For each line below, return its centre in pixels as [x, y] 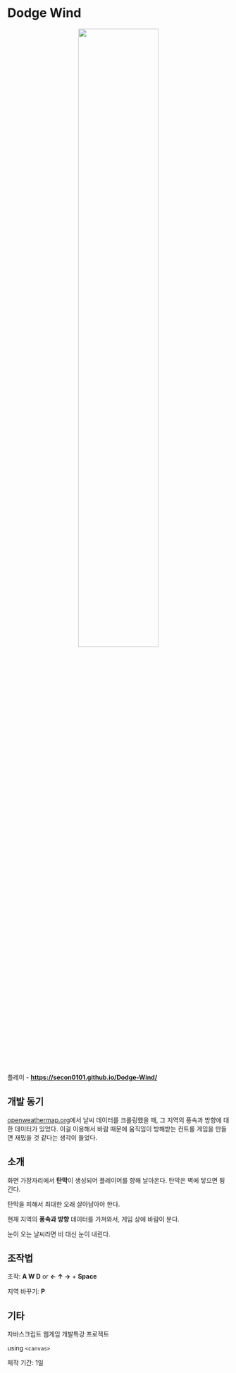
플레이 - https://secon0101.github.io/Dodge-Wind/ [82, 1077]
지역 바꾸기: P [26, 1291]
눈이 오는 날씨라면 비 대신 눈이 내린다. [59, 1234]
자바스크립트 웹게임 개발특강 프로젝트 [58, 1334]
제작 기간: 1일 [26, 1363]
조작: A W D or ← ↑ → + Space [52, 1276]
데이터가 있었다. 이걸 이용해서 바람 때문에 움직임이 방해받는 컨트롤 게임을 [114, 1129]
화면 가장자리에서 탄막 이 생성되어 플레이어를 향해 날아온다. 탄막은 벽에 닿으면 [113, 1180]
